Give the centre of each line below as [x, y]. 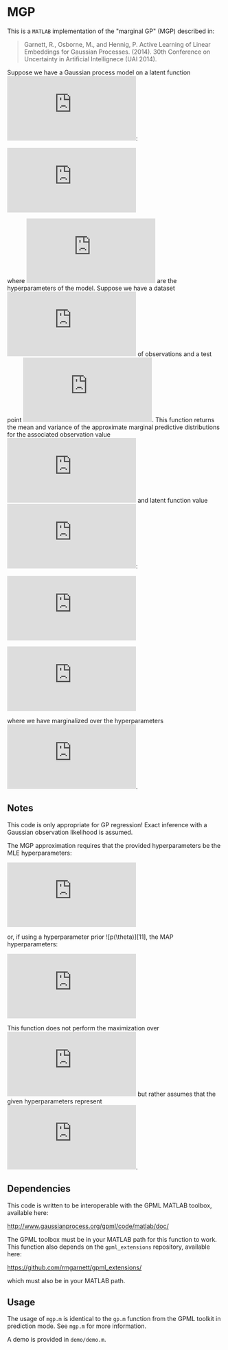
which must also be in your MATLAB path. [66, 1280]
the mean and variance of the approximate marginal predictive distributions [113, 427]
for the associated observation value [59, 434]
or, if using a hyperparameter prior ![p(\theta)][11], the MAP [90, 937]
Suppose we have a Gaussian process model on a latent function [99, 72]
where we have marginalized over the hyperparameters [85, 720]
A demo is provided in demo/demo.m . [57, 1340]
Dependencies [39, 1189]
